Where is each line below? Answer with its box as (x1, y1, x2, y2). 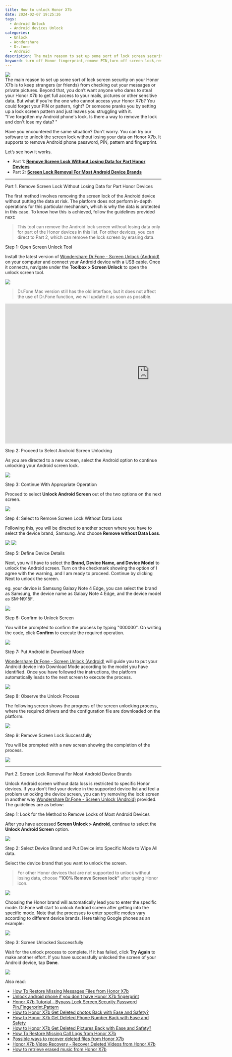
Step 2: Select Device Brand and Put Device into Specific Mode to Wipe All (5, 845, 158, 851)
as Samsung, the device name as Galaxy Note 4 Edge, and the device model (5, 590, 161, 597)
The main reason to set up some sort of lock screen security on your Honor (5, 77, 159, 83)
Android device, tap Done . (5, 960, 59, 965)
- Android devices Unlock (9, 26, 63, 31)
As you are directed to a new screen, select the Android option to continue (5, 457, 157, 463)
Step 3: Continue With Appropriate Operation (5, 481, 97, 487)
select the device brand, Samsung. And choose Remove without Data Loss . (5, 530, 161, 536)
